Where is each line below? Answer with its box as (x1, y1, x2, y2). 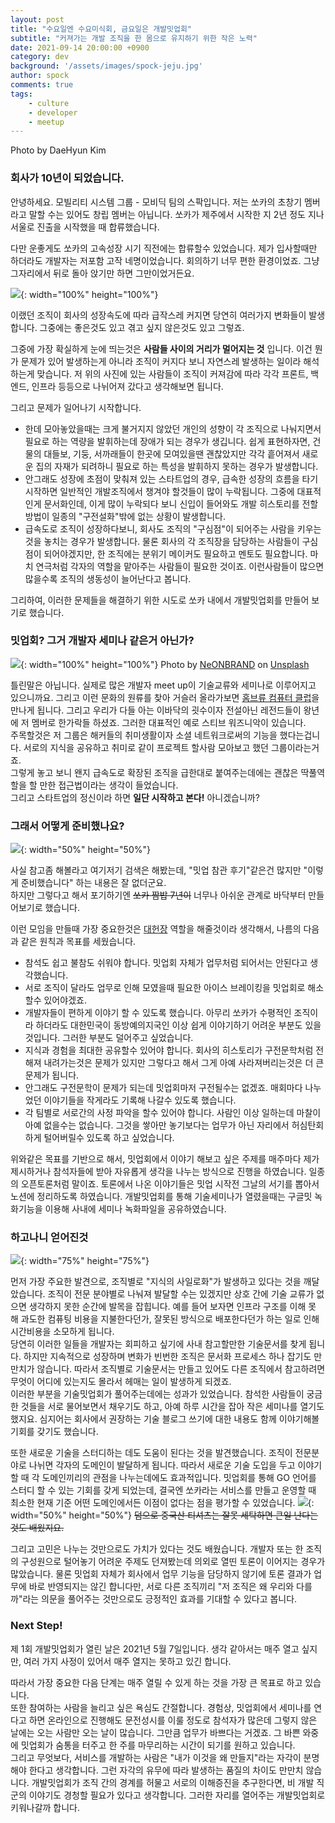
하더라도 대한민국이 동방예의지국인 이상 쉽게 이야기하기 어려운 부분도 (35, 1019, 303, 1031)
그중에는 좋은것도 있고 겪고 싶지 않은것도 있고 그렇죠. (39, 321, 245, 333)
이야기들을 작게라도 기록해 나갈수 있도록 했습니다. (43, 1094, 237, 1106)
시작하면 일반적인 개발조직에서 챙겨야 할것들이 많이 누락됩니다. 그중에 (24, 485, 295, 497)
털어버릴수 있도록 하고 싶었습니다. (43, 1132, 175, 1144)
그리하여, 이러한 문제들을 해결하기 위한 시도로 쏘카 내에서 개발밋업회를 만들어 (10, 594, 310, 606)
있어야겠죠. (43, 994, 87, 1006)
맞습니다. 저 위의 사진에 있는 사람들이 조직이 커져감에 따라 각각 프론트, (36, 367, 309, 380)
